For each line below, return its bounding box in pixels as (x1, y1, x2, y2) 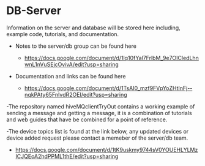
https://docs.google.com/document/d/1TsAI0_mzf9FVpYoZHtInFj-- (24, 84, 193, 92)
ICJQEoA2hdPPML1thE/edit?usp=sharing (15, 153, 119, 160)
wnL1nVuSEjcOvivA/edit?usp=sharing (24, 61, 119, 68)
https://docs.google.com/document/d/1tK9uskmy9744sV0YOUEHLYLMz (15, 146, 198, 153)
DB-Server (6, 4, 62, 18)
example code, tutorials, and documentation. (6, 30, 119, 37)
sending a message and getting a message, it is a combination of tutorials (6, 109, 192, 116)
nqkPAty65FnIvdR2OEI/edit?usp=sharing (24, 91, 127, 98)
